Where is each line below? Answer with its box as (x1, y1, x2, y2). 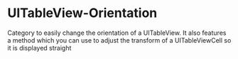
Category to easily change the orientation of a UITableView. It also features (7, 28, 227, 37)
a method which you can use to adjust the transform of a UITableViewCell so (7, 36, 232, 44)
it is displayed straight (7, 43, 72, 52)
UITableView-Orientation (7, 5, 158, 21)
